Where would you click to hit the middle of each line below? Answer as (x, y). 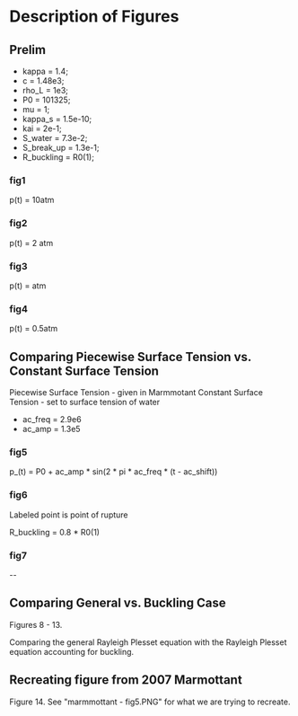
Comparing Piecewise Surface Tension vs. (130, 357)
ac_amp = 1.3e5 (51, 429)
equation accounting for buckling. (72, 651)
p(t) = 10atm (32, 200)
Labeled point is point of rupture (69, 515)
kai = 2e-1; (42, 128)
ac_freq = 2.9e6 (52, 419)
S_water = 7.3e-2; (55, 138)
